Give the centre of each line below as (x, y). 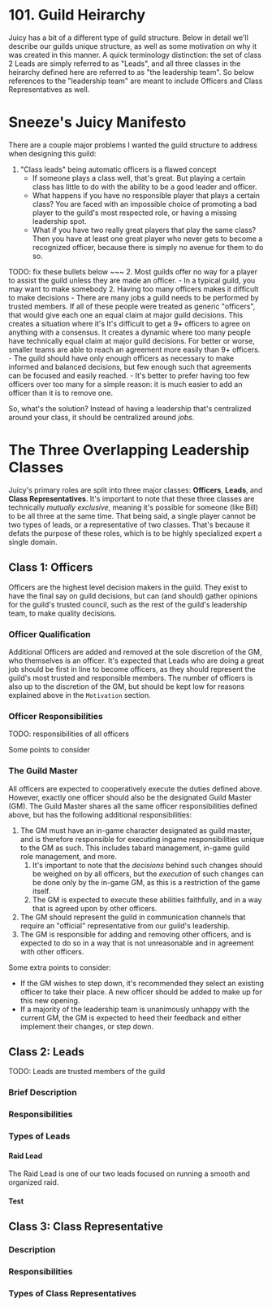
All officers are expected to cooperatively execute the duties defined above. (135, 788)
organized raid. (34, 1182)
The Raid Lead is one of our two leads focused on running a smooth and (129, 1173)
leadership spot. (59, 221)
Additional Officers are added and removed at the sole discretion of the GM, (135, 651)
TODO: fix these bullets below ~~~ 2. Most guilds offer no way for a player (133, 271)
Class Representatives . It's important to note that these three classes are (132, 498)
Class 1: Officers (51, 568)
